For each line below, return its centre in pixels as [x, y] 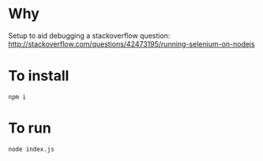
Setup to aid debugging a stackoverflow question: [89, 36]
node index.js [32, 149]
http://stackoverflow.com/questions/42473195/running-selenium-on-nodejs [131, 43]
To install [39, 76]
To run [30, 128]
